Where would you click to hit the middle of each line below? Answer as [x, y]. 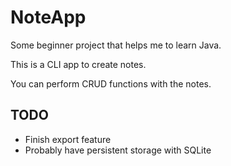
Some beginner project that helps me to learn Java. [116, 45]
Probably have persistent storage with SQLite [118, 150]
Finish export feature [68, 139]
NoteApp [48, 17]
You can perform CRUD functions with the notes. [111, 83]
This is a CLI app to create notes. [78, 64]
